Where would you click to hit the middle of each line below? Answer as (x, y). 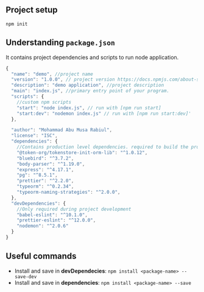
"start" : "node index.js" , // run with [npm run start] (89, 108)
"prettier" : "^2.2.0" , (45, 181)
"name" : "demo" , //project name (52, 74)
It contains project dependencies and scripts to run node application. (92, 57)
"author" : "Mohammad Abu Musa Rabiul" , (62, 130)
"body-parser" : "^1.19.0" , (51, 164)
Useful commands (41, 256)
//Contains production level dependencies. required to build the (103, 147)
